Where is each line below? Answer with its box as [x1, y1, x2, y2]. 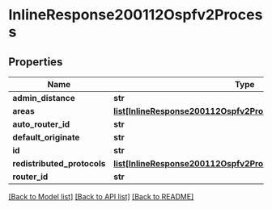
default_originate [12, 132, 80, 143]
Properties [8, 55, 63, 69]
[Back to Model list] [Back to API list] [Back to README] [8, 192, 194, 201]
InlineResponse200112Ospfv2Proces [8, 6, 263, 24]
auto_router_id [12, 119, 70, 130]
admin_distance [12, 93, 75, 103]
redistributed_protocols [12, 158, 106, 169]
